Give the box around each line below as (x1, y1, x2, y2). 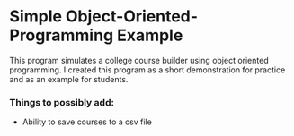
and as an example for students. (9, 73, 129, 84)
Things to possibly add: (9, 96, 115, 108)
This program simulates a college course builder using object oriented (9, 55, 269, 65)
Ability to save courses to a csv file (22, 116, 153, 127)
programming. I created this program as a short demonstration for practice (9, 64, 286, 75)
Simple (9, 6, 63, 27)
